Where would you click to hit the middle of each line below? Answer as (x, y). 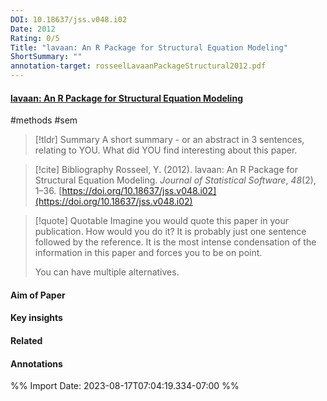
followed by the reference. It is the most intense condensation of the (175, 242)
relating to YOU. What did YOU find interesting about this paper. (166, 150)
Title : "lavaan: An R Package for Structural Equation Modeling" (149, 47)
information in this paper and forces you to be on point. (148, 253)
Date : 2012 (33, 29)
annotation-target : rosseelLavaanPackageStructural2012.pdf (138, 66)
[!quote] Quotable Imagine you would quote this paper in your (162, 221)
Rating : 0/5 (35, 38)
